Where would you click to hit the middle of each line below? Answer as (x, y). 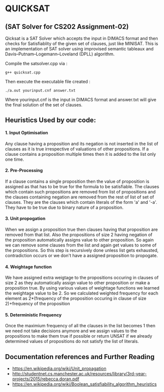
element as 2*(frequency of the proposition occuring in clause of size (76, 298)
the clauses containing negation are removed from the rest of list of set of (80, 197)
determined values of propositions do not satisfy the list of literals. (72, 342)
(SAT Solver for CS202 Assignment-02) (67, 27)
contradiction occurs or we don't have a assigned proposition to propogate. (82, 256)
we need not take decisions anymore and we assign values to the (71, 331)
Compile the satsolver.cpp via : (36, 63)
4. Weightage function (28, 267)
